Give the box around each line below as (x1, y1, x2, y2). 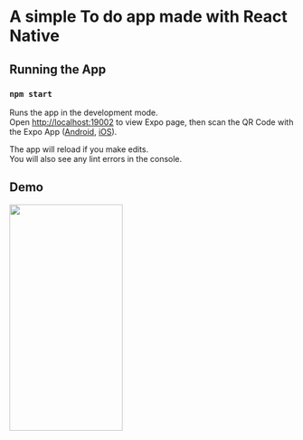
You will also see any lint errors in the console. (9, 153, 183, 164)
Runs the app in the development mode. (9, 107, 158, 118)
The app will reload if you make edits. (9, 143, 149, 155)
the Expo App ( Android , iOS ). (9, 126, 118, 137)
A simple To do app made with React (9, 6, 288, 27)
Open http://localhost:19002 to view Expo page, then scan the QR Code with (9, 116, 294, 128)
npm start (9, 89, 52, 99)
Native (9, 25, 61, 46)
